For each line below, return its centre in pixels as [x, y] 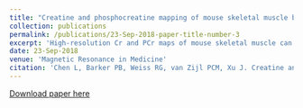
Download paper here [50, 93]
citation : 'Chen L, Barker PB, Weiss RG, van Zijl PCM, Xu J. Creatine [147, 68]
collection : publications [58, 26]
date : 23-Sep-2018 [44, 51]
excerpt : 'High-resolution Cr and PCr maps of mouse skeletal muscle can [151, 43]
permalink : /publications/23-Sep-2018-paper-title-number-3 [125, 34]
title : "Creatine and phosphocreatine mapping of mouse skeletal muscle [149, 18]
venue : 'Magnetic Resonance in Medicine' [88, 59]
